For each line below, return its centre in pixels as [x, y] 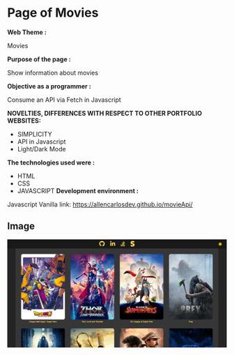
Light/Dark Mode [41, 149]
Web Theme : [27, 32]
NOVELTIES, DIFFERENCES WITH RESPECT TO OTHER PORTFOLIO [104, 113]
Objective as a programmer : [49, 86]
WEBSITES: [24, 121]
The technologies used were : [51, 163]
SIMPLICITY [34, 134]
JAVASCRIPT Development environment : [78, 190]
